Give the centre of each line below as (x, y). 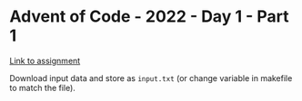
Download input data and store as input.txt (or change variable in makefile (151, 78)
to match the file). (42, 87)
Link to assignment (45, 60)
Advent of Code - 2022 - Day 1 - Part (149, 17)
